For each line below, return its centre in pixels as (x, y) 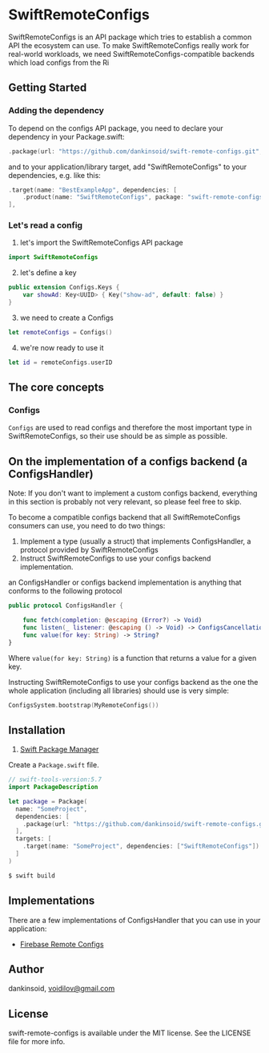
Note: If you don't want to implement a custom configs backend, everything (133, 493)
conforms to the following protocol (65, 591)
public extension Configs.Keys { (64, 288)
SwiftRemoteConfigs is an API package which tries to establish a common (130, 37)
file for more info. (37, 1042)
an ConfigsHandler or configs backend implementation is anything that (125, 582)
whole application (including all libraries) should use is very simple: (119, 691)
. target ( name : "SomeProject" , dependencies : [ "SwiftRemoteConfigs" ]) (141, 846)
